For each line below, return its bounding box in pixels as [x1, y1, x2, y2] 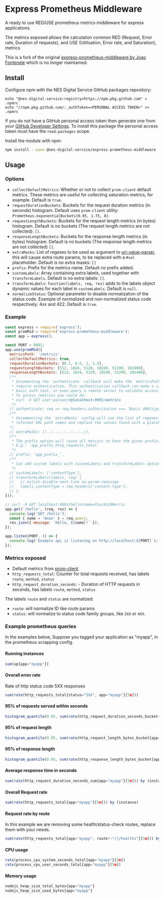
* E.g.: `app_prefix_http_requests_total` [11, 443, 99, 448]
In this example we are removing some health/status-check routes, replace [5, 821, 156, 827]
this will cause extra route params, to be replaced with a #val [12, 254, 135, 261]
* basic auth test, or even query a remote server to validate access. [11, 388, 161, 393]
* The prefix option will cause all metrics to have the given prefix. [11, 438, 161, 444]
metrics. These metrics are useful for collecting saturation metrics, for [12, 192, 153, 198]
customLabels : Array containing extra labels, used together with [12, 270, 139, 276]
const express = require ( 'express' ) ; [5, 325, 82, 330]
